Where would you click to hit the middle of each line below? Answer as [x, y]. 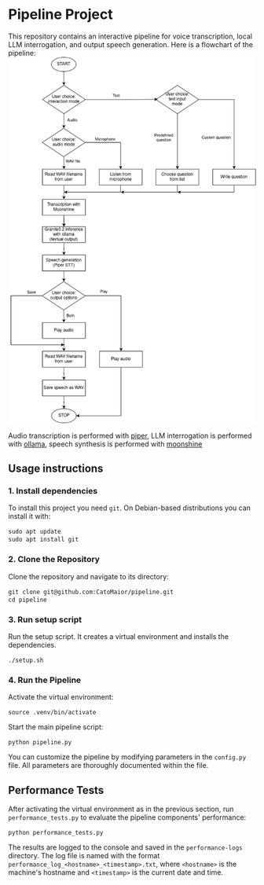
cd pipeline [27, 600]
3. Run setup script [45, 619]
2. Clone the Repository [54, 560]
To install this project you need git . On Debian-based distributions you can [130, 508]
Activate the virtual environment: [61, 697]
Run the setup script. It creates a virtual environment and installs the [119, 636]
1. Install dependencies [53, 490]
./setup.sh [26, 660]
